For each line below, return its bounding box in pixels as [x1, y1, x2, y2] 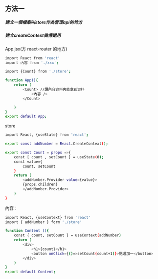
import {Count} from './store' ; [5, 69, 71, 74]
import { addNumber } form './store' [5, 220, 82, 225]
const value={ [14, 159, 43, 164]
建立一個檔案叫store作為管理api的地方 [5, 19, 83, 25]
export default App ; [5, 114, 47, 119]
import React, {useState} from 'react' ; [5, 132, 89, 137]
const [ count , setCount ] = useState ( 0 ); [14, 154, 104, 159]
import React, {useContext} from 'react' [5, 215, 91, 220]
